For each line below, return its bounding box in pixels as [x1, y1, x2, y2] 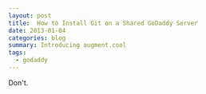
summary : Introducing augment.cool [8, 41, 127, 49]
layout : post [8, 11, 52, 20]
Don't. [8, 77, 29, 88]
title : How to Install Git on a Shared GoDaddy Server [8, 19, 198, 27]
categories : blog [8, 33, 66, 42]
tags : [8, 49, 26, 57]
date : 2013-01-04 [8, 26, 66, 34]
